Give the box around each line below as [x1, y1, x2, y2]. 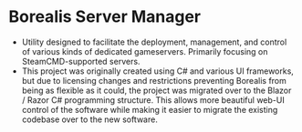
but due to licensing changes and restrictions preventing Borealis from [21, 75, 286, 86]
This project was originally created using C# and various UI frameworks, [21, 66, 294, 76]
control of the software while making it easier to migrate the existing [21, 104, 278, 115]
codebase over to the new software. [21, 114, 159, 125]
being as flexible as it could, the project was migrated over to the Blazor [21, 85, 292, 96]
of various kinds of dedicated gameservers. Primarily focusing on [21, 46, 268, 56]
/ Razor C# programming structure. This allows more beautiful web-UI [21, 94, 285, 106]
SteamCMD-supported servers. [21, 56, 141, 66]
